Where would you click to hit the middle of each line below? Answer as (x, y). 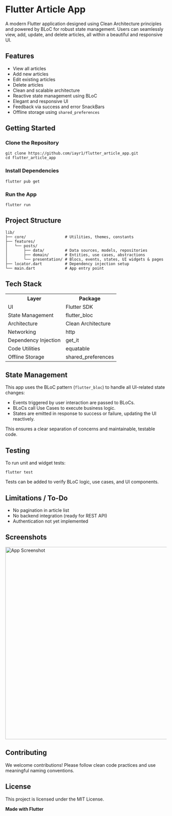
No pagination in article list (41, 510)
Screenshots (26, 537)
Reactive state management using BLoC (55, 95)
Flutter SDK (79, 307)
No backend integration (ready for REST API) (60, 516)
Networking (22, 332)
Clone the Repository (32, 143)
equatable (78, 348)
